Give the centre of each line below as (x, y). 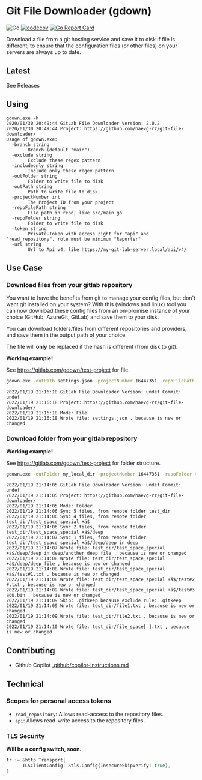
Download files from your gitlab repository (69, 285)
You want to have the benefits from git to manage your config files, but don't (101, 298)
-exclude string (32, 155)
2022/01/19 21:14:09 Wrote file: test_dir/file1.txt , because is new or (101, 606)
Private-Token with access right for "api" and (88, 234)
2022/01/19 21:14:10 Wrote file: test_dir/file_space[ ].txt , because (98, 627)
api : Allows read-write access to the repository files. (80, 720)
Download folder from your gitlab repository (72, 438)
